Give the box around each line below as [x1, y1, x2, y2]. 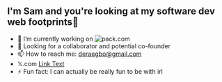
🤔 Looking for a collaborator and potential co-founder [17, 41, 171, 50]
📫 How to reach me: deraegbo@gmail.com [17, 50, 142, 58]
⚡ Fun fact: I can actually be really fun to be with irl [17, 67, 164, 75]
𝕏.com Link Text [17, 59, 65, 68]
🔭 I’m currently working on [17, 34, 93, 43]
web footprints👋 [7, 17, 79, 28]
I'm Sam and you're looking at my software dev [7, 6, 216, 17]
